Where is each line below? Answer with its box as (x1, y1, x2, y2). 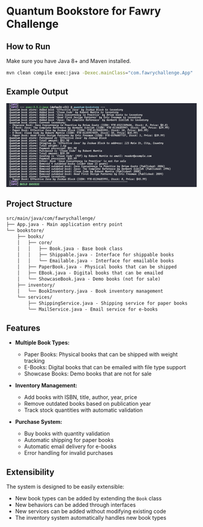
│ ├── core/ (17, 240, 53, 246)
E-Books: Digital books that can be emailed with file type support (24, 364, 186, 371)
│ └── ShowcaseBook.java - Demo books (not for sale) (17, 276, 161, 283)
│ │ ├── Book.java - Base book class (17, 246, 123, 252)
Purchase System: (14, 418, 62, 426)
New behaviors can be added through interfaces (14, 502, 136, 509)
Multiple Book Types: (14, 339, 70, 346)
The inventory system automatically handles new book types (14, 514, 167, 522)
